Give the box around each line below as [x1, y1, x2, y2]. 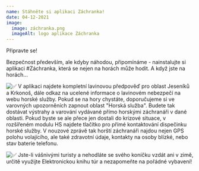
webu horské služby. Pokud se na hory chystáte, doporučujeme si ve [6, 96, 175, 103]
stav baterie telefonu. [6, 140, 58, 147]
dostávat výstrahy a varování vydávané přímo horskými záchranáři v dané [6, 108, 187, 116]
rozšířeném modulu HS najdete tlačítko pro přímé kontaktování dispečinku [6, 121, 187, 128]
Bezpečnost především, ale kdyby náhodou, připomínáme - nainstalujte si [6, 59, 186, 66]
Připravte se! [6, 47, 37, 54]
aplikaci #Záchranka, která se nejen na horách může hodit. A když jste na [6, 65, 185, 72]
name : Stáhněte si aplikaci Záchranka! [6, 8, 105, 15]
